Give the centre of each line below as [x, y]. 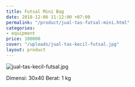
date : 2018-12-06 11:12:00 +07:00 [48, 17]
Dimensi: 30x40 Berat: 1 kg [39, 78]
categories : [21, 28]
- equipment [21, 34]
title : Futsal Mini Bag [35, 11]
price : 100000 [23, 39]
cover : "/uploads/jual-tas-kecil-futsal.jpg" [63, 45]
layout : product [26, 50]
